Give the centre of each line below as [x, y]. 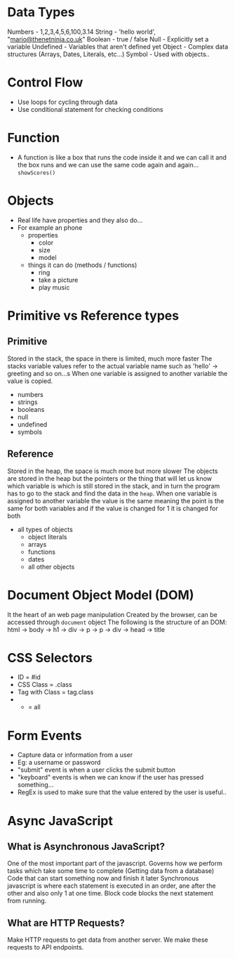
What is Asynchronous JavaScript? [86, 847]
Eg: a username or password [59, 763]
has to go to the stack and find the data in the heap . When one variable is [112, 493]
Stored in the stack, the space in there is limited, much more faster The [110, 358]
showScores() [36, 173]
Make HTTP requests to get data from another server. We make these [108, 940]
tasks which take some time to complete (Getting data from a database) [111, 871]
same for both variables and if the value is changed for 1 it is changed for [113, 508]
